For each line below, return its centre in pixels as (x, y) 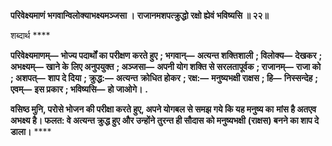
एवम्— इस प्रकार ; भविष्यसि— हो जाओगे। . (79, 89)
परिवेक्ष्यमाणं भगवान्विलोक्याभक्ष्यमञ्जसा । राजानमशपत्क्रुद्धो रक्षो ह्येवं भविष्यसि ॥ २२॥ (139, 15)
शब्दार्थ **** (30, 35)
